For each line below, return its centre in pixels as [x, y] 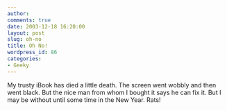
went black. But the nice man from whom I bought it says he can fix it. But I [114, 92]
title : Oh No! [28, 46]
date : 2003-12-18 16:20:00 [46, 26]
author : [18, 14]
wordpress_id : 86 [32, 53]
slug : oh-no [24, 40]
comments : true [29, 20]
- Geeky [18, 65]
